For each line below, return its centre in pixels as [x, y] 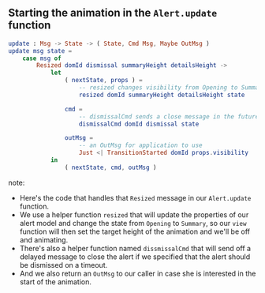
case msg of [42, 58]
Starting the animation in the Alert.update [113, 13]
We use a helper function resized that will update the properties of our [134, 214]
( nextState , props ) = [104, 81]
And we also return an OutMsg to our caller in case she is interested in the [138, 273]
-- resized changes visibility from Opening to [158, 88]
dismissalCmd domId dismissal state [139, 124]
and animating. [44, 239]
